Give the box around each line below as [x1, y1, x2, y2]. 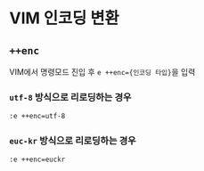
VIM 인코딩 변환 [9, 8, 119, 28]
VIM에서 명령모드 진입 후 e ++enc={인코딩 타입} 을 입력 [9, 67, 196, 77]
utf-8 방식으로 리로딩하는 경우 [9, 91, 132, 103]
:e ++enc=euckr [9, 155, 66, 165]
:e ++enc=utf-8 [9, 112, 66, 121]
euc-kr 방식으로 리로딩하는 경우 [9, 134, 136, 147]
